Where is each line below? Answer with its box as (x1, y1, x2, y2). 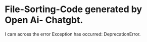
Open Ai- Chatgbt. (5, 14, 83, 26)
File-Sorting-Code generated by (5, 4, 142, 15)
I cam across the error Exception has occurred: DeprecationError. (5, 31, 141, 37)
